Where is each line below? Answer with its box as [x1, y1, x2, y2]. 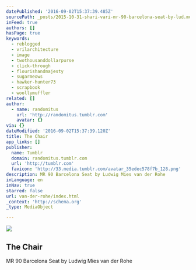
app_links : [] [6, 139, 41, 145]
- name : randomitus [11, 106, 59, 112]
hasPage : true [6, 30, 41, 36]
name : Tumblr [11, 150, 43, 155]
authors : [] [6, 25, 35, 31]
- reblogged [11, 41, 41, 47]
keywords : [6, 36, 30, 41]
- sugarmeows [11, 74, 43, 79]
